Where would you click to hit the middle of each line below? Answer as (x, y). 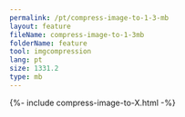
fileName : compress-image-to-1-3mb (77, 34)
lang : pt (26, 60)
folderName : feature (49, 43)
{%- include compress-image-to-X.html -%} (92, 102)
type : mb (26, 77)
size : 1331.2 (34, 69)
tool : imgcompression (51, 52)
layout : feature (40, 26)
